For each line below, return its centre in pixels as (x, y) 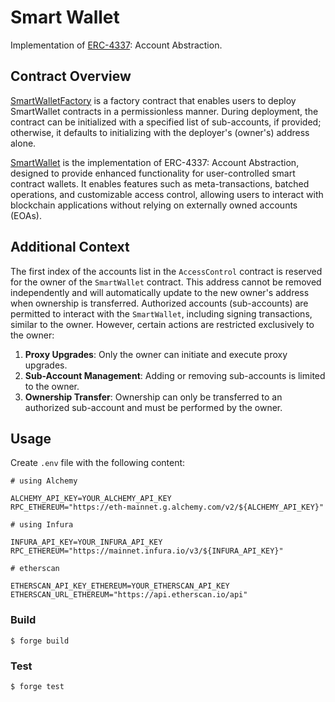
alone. (23, 143)
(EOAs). (26, 215)
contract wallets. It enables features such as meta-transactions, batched (160, 183)
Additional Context (70, 247)
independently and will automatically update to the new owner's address (160, 292)
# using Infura (42, 525)
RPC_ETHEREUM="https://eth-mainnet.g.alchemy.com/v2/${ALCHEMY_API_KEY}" (167, 507)
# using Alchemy (44, 481)
